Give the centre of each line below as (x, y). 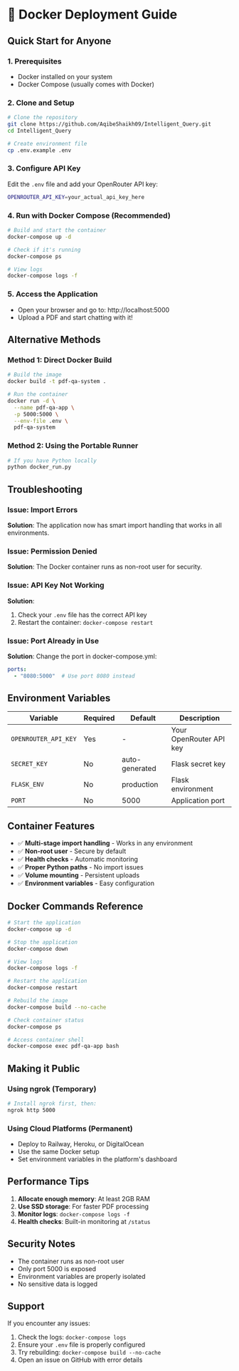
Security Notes (42, 1244)
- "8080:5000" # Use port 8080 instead (74, 676)
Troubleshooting (45, 489)
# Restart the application (47, 981)
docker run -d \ (31, 401)
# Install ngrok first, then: (52, 1104)
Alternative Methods (54, 339)
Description (200, 718)
